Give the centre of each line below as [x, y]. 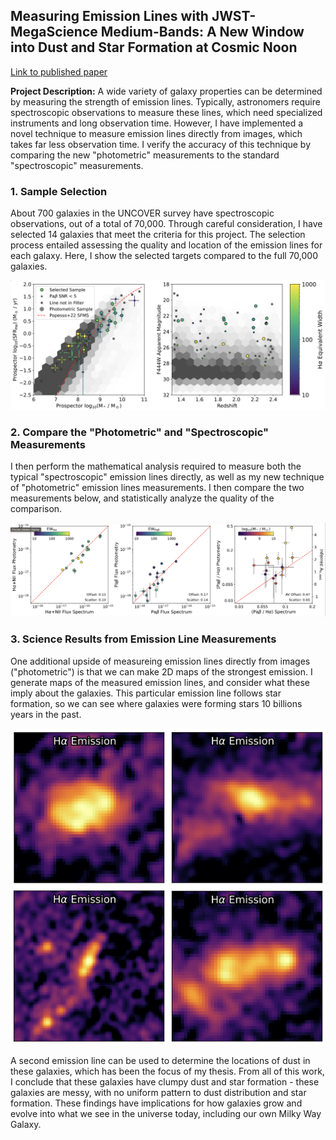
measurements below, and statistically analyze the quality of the [142, 498]
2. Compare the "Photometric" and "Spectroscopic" [140, 432]
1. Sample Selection [59, 191]
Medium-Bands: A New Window [202, 32]
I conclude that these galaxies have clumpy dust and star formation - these [165, 1082]
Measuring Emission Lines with [109, 16]
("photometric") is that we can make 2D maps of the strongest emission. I [161, 671]
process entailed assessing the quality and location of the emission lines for [166, 245]
